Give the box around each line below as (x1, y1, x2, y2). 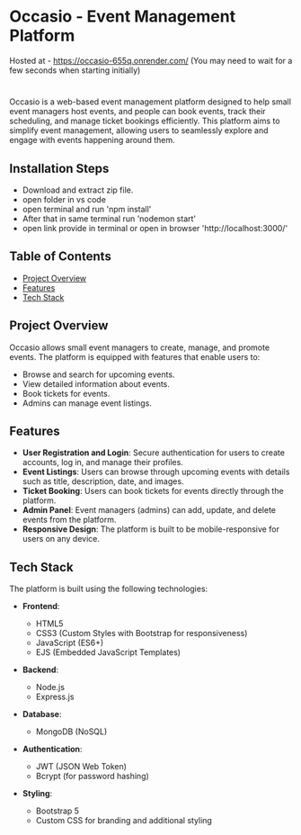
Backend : (22, 664, 59, 676)
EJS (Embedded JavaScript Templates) (35, 647, 181, 658)
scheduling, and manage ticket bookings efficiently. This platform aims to (9, 115, 280, 127)
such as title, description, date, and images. (22, 476, 184, 487)
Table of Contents (9, 249, 112, 265)
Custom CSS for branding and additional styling (35, 815, 213, 826)
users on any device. (22, 534, 101, 544)
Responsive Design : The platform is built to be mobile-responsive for (22, 524, 280, 534)
